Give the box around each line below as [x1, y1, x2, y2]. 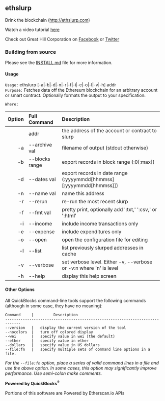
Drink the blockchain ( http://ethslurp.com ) [5, 17, 90, 23]
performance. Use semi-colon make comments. [5, 370, 102, 376]
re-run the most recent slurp [62, 198, 129, 205]
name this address [62, 190, 105, 197]
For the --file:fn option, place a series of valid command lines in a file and [5, 360, 159, 365]
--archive [28, 142, 53, 148]
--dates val [28, 176, 56, 183]
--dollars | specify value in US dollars [5, 342, 100, 347]
